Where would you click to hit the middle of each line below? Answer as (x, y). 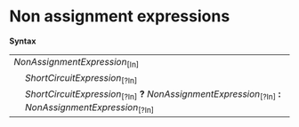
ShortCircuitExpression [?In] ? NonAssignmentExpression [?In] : (153, 95)
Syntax (23, 41)
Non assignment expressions (120, 16)
